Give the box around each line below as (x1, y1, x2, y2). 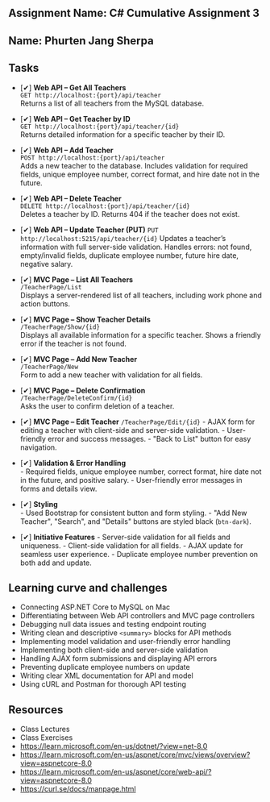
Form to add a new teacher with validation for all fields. (19, 370, 203, 380)
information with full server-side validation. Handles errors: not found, (19, 242, 252, 251)
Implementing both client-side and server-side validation (19, 645, 209, 655)
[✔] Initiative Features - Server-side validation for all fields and (19, 532, 231, 542)
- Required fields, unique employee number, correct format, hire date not (19, 467, 262, 476)
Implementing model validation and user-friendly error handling (19, 637, 231, 646)
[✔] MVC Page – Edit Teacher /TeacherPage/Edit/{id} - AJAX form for (19, 417, 255, 426)
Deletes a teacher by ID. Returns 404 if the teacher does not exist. (19, 209, 240, 218)
